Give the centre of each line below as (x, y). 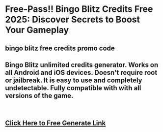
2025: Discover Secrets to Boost (73, 19)
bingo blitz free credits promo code (60, 48)
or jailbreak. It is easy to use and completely (74, 80)
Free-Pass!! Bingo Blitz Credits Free (79, 9)
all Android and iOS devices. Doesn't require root (81, 72)
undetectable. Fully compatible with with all (73, 88)
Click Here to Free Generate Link (55, 123)
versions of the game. (39, 95)
